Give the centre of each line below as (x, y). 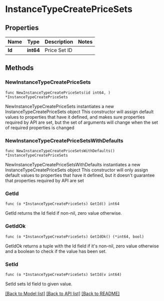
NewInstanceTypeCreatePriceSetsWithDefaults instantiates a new (73, 164)
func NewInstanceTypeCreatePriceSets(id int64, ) (58, 93)
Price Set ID (58, 50)
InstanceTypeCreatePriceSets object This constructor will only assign (77, 170)
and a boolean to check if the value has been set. (56, 251)
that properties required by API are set (44, 180)
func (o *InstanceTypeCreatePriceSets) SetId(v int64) (63, 274)
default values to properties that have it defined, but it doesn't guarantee (80, 175)
